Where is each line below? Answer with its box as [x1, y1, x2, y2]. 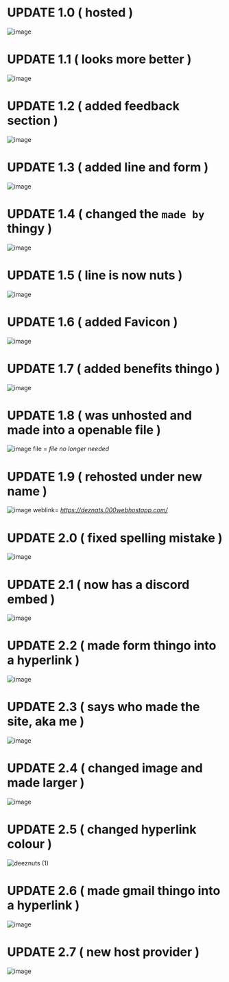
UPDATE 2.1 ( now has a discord [7, 577, 190, 592]
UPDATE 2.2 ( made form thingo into [7, 638, 217, 654]
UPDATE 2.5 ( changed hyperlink [7, 822, 197, 837]
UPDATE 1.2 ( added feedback [7, 98, 180, 114]
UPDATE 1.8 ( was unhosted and [7, 407, 192, 423]
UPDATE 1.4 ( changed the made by [7, 206, 205, 221]
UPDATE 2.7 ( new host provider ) [7, 944, 200, 960]
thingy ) [7, 221, 53, 236]
